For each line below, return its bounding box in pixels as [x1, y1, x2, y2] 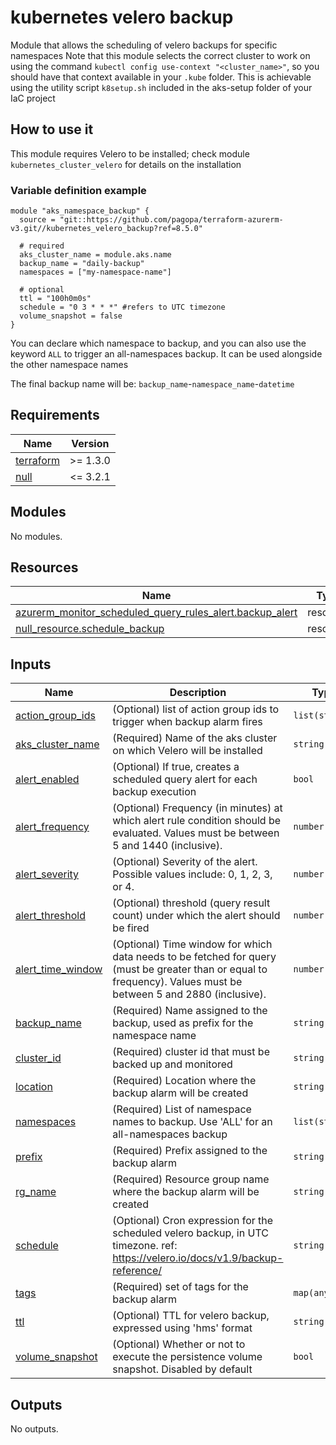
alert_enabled [15, 772, 80, 786]
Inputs [10, 656, 52, 673]
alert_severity [15, 867, 80, 881]
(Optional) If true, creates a [112, 760, 240, 774]
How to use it [10, 121, 94, 138]
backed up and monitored [112, 1057, 233, 1071]
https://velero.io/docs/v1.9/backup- [112, 1251, 284, 1265]
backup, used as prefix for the [112, 1016, 254, 1030]
